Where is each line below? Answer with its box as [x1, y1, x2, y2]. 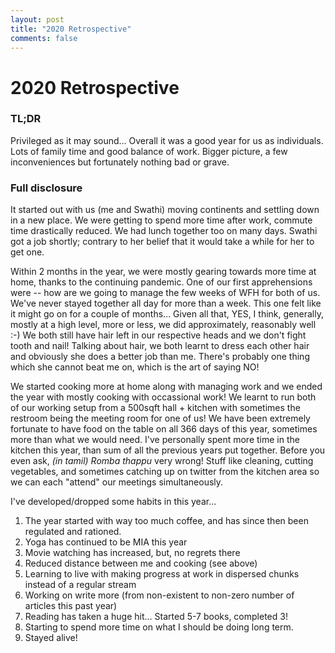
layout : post [10, 14, 65, 25]
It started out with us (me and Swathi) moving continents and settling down [10, 204, 320, 216]
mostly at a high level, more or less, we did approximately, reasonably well [10, 319, 317, 331]
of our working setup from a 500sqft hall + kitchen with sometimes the [10, 402, 301, 414]
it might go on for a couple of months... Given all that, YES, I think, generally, [10, 308, 324, 320]
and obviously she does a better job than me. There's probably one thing [10, 351, 310, 363]
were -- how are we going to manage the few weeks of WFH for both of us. [10, 287, 321, 299]
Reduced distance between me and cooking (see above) [24, 557, 258, 570]
